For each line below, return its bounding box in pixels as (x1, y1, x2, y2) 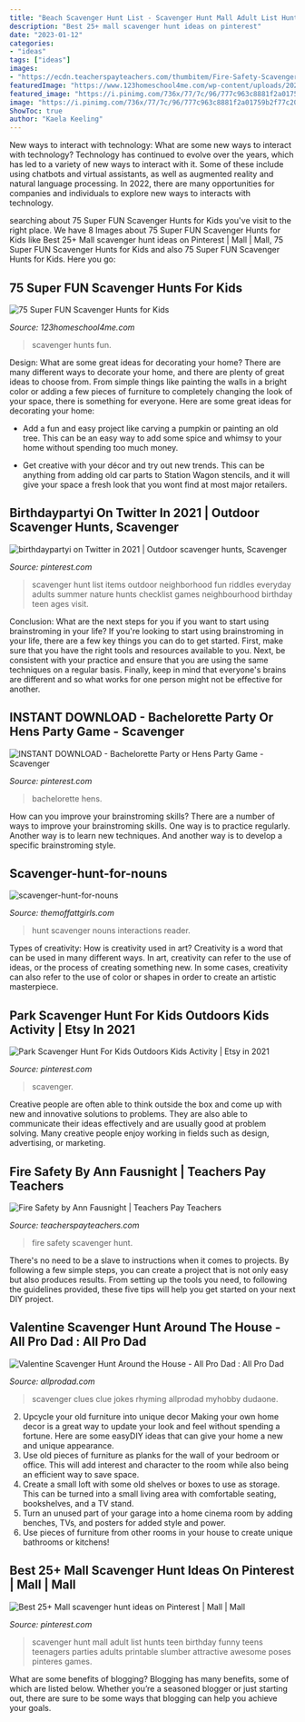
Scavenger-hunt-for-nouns (9, 865, 168, 881)
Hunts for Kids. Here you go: (9, 254, 116, 264)
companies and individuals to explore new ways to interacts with (9, 188, 251, 199)
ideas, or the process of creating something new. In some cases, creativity (9, 962, 289, 973)
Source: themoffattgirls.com (9, 908, 115, 919)
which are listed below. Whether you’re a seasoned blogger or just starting (9, 1683, 289, 1694)
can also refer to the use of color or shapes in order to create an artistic (9, 971, 277, 982)
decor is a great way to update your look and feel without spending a (22, 1420, 280, 1431)
